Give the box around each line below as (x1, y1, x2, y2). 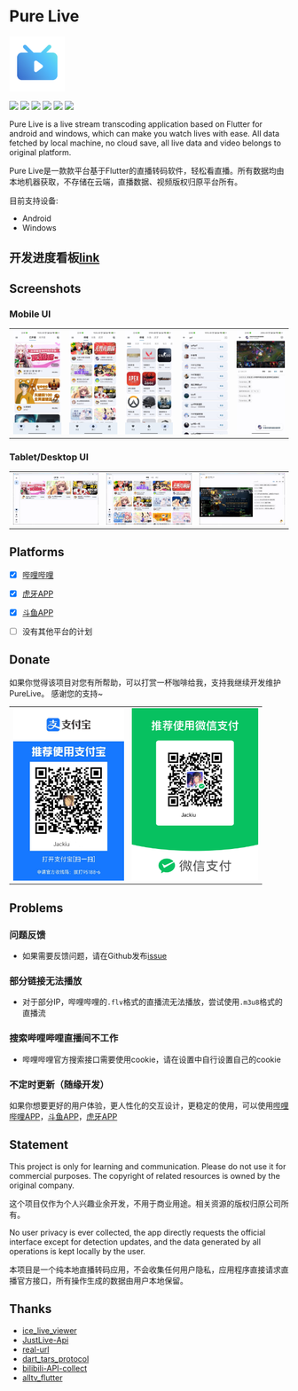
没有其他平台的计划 (21, 625, 93, 636)
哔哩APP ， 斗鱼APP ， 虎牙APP (9, 1111, 118, 1121)
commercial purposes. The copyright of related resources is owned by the (9, 1170, 281, 1181)
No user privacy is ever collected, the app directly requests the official (9, 1227, 266, 1238)
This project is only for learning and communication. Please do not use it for (9, 1160, 286, 1172)
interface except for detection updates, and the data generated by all (9, 1236, 262, 1247)
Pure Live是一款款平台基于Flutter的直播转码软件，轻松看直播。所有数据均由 (9, 165, 285, 176)
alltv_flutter (21, 1372, 63, 1383)
